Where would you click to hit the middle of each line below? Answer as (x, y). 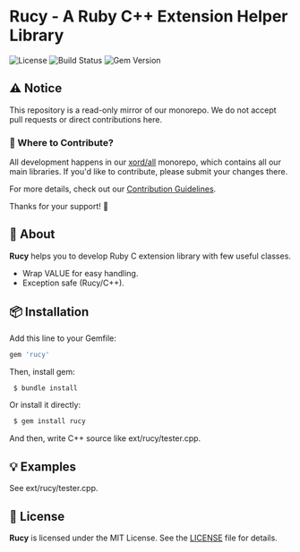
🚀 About (32, 234)
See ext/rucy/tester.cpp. (54, 488)
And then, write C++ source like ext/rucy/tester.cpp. (105, 438)
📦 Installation (49, 312)
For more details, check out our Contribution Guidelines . (113, 189)
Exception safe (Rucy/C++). (73, 283)
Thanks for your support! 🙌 (59, 207)
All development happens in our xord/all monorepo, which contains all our (146, 162)
